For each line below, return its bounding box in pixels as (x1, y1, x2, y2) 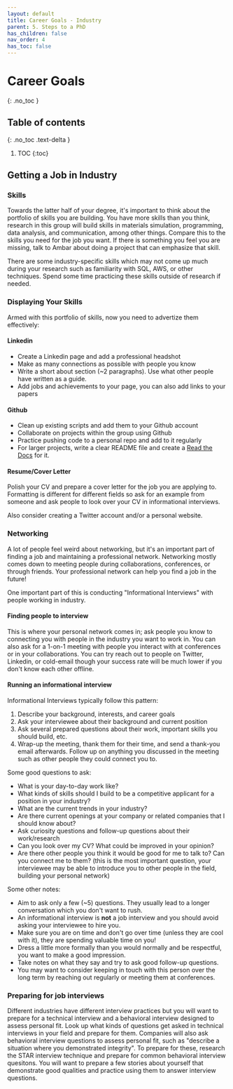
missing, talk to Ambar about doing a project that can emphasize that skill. (7, 244, 220, 252)
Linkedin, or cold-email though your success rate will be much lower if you (7, 657, 223, 666)
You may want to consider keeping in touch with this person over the (17, 966, 216, 975)
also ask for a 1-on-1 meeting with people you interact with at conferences (7, 642, 221, 650)
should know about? (17, 819, 76, 828)
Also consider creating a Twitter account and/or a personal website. (7, 511, 203, 520)
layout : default (7, 10, 55, 18)
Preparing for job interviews (7, 991, 105, 1001)
